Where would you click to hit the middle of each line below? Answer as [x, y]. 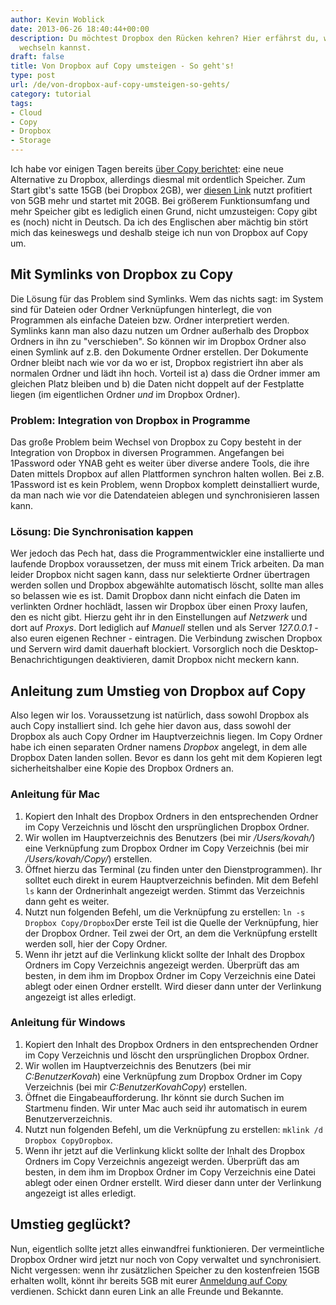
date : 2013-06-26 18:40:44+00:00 [80, 29]
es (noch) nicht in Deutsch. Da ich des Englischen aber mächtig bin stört [159, 222]
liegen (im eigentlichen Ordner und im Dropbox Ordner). [125, 394]
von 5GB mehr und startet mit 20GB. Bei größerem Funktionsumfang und [160, 200]
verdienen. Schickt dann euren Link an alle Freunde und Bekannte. [147, 1291]
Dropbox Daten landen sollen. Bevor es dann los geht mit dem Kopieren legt [166, 758]
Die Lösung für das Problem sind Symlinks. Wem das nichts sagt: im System [167, 298]
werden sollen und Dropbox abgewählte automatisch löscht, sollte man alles [167, 585]
